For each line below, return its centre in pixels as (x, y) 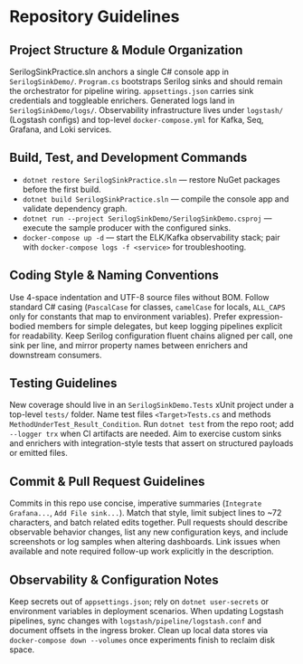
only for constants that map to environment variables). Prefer (123, 316)
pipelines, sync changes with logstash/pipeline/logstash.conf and (136, 621)
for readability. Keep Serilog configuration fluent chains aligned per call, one (151, 336)
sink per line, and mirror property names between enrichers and (129, 345)
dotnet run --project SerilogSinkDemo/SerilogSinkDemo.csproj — (147, 218)
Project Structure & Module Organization (126, 50)
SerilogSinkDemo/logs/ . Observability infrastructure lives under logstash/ (146, 110)
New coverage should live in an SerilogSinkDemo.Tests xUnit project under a (151, 405)
